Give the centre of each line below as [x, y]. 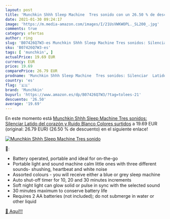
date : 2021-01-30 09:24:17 [34, 19]
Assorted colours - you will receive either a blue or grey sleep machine [86, 174]
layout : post [19, 10]
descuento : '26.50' [26, 99]
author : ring [19, 38]
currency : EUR [20, 62]
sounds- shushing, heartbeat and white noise [60, 169]
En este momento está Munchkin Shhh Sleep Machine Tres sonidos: [76, 118]
